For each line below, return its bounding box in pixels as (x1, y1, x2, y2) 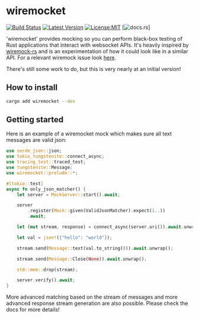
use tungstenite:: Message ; (6, 164, 73, 171)
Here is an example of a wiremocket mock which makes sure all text (6, 130, 172, 137)
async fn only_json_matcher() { (6, 186, 86, 192)
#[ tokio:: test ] (6, 180, 44, 187)
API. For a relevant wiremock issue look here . (6, 54, 117, 61)
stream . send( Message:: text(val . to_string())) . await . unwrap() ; (17, 245, 174, 251)
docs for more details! (6, 306, 60, 313)
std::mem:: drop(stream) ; (17, 267, 78, 272)
